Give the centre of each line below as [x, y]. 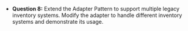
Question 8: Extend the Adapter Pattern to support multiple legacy [96, 9]
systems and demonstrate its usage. [58, 22]
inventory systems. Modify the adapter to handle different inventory [97, 15]
